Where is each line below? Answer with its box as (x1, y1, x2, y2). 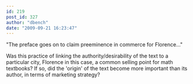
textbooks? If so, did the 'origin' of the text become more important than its (6, 65, 188, 72)
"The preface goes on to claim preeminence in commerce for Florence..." (6, 41, 183, 48)
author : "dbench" (6, 19, 49, 25)
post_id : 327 (6, 14, 38, 20)
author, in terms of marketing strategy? (6, 71, 100, 78)
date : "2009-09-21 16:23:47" (6, 25, 77, 31)
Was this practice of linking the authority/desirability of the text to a (6, 52, 169, 59)
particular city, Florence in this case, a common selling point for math (6, 59, 173, 66)
